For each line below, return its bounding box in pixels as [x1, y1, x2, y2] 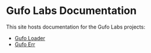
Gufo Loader [14, 34, 45, 41]
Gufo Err [14, 41, 35, 48]
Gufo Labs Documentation [6, 4, 137, 17]
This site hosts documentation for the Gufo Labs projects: [6, 23, 146, 30]
